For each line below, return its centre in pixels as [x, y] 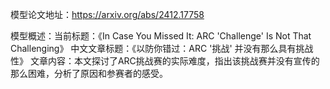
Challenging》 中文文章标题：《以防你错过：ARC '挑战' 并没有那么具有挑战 [162, 48]
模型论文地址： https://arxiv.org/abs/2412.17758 [107, 14]
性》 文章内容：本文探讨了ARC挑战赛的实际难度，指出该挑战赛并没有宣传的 [165, 61]
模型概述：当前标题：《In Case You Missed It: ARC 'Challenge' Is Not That [161, 36]
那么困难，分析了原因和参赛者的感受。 [89, 73]
